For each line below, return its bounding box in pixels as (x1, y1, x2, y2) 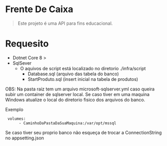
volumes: (7, 116, 26, 121)
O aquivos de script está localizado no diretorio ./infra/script (20, 65, 146, 71)
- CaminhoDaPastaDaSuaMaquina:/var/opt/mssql (18, 120, 116, 126)
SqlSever (12, 60, 32, 66)
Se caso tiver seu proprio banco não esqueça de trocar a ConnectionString (5, 129, 162, 135)
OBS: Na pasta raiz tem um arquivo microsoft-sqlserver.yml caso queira (5, 86, 155, 92)
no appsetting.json (5, 135, 45, 141)
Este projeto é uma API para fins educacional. (17, 20, 113, 26)
